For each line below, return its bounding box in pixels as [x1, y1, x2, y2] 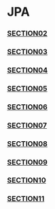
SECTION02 [7, 29, 48, 38]
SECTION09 [7, 157, 48, 167]
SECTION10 [7, 175, 46, 185]
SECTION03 [7, 47, 48, 57]
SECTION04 [7, 65, 48, 75]
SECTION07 [7, 121, 48, 130]
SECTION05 [7, 84, 48, 93]
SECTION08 [7, 138, 48, 148]
